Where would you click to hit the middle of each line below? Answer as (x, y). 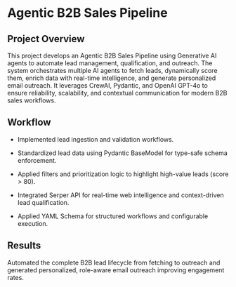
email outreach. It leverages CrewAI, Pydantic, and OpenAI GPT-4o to (108, 85)
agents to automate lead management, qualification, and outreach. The (110, 63)
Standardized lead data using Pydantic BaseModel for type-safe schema (123, 153)
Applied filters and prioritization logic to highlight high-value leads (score (123, 174)
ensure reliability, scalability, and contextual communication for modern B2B (117, 93)
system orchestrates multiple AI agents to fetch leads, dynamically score (112, 71)
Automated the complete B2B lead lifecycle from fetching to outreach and (114, 262)
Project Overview (46, 39)
